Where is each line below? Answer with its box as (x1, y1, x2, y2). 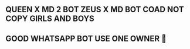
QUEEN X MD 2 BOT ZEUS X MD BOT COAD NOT (5, 5, 184, 15)
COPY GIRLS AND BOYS (5, 14, 94, 24)
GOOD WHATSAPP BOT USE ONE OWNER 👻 (5, 33, 167, 43)
